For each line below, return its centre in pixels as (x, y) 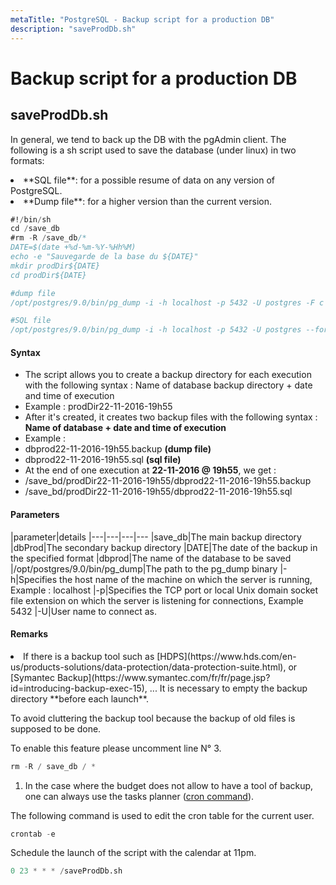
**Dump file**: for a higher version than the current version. (147, 201)
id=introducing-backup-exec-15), (79, 688)
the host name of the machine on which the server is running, (186, 579)
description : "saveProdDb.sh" (73, 29)
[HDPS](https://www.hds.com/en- (226, 656)
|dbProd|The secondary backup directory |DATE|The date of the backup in (164, 547)
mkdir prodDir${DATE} (55, 266)
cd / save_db (35, 229)
